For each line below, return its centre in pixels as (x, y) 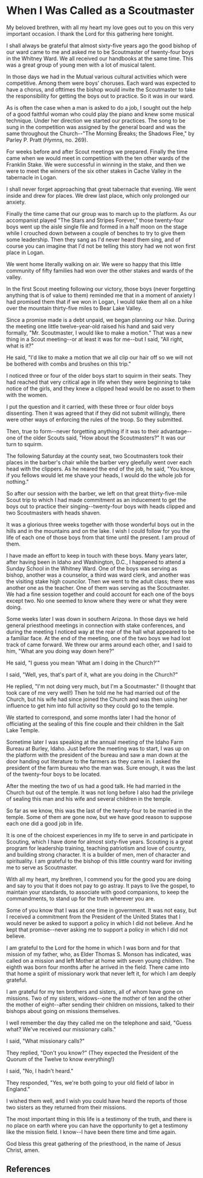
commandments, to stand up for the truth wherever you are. (81, 899)
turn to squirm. (25, 444)
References (28, 1169)
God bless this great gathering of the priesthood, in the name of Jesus (94, 1143)
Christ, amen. (23, 1150)
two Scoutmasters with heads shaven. (54, 512)
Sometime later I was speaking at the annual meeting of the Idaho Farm (95, 742)
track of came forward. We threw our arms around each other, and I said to (99, 644)
